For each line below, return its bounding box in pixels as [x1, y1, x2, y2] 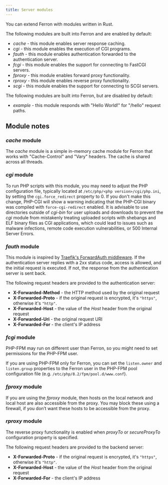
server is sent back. [5, 270, 46, 276]
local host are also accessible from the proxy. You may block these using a [5, 400, 159, 406]
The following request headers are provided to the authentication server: [5, 280, 155, 286]
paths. [12, 107, 26, 113]
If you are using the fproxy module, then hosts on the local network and [5, 395, 153, 401]
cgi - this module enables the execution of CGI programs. [12, 45, 131, 51]
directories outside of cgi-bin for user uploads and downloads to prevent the [5, 209, 163, 215]
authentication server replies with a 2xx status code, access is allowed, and [5, 259, 161, 265]
